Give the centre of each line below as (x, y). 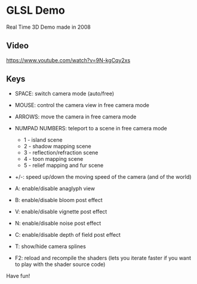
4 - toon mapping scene (53, 158)
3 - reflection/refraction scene (61, 152)
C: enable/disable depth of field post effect (68, 234)
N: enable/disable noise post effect (58, 223)
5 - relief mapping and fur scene (64, 165)
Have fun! (18, 276)
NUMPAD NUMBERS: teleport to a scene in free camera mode (91, 128)
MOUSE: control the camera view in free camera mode (82, 105)
